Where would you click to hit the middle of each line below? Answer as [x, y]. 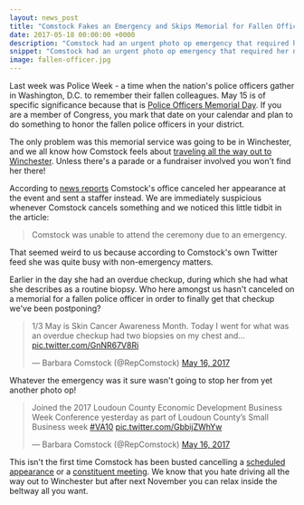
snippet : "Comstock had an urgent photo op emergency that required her [149, 52]
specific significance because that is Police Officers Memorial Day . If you [146, 105]
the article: [29, 217]
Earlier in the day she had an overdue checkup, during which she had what [149, 279]
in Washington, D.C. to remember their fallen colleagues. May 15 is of [138, 95]
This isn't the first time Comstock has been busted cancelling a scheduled [147, 462]
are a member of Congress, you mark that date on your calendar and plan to [152, 115]
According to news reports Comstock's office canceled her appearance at [148, 188]
